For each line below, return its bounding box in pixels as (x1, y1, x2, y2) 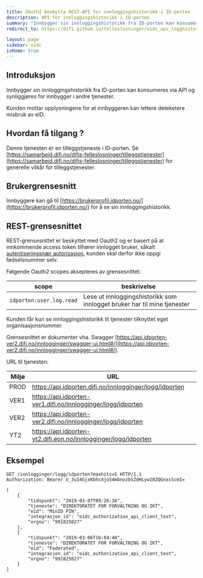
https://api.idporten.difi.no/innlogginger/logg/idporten (32, 383, 184, 391)
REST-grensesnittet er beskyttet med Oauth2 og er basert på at (6, 237, 164, 245)
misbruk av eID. (6, 111, 45, 118)
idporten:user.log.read (9, 297, 78, 304)
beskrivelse (121, 282, 156, 291)
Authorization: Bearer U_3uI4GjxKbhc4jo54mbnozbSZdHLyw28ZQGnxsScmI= (6, 477, 185, 483)
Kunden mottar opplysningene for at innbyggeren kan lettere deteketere (6, 104, 185, 112)
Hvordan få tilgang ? (6, 128, 85, 139)
